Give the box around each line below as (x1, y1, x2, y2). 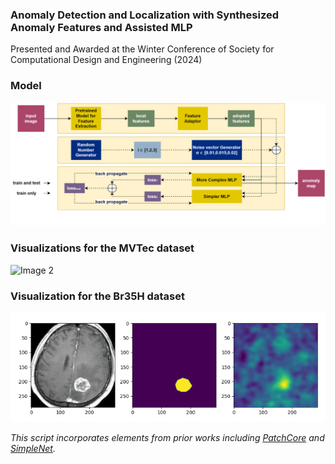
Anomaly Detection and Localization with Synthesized (10, 8, 279, 22)
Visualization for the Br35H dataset (10, 289, 185, 303)
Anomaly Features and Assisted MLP (10, 20, 193, 34)
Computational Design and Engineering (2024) (10, 54, 203, 66)
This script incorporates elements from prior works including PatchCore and (10, 431, 325, 443)
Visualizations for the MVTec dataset (10, 241, 195, 255)
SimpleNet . (10, 442, 56, 454)
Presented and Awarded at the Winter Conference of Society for (10, 43, 275, 55)
